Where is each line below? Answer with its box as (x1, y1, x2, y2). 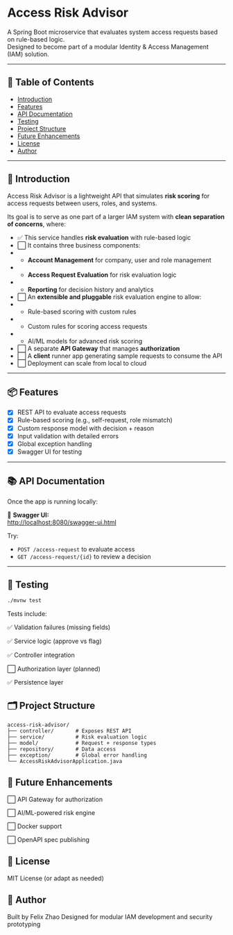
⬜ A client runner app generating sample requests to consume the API (17, 352, 223, 360)
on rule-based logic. (7, 35, 65, 43)
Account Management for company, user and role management (27, 255, 212, 264)
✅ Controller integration (7, 651, 75, 660)
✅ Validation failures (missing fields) (7, 623, 111, 632)
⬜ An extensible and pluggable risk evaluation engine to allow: (17, 293, 202, 301)
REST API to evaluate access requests (17, 408, 126, 417)
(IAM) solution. (7, 50, 50, 58)
